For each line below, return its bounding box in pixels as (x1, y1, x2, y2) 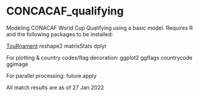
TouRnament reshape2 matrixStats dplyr (6, 42, 107, 50)
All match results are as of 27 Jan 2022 (6, 83, 105, 91)
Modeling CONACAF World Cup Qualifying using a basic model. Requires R (6, 24, 194, 31)
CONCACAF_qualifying (6, 4, 124, 18)
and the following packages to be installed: (6, 30, 114, 37)
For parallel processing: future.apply (6, 72, 97, 79)
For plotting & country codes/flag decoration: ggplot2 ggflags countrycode (6, 54, 193, 61)
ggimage (6, 60, 28, 68)
